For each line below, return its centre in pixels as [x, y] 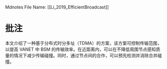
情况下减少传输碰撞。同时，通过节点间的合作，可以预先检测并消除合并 [85, 55]
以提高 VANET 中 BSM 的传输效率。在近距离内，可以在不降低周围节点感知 [81, 49]
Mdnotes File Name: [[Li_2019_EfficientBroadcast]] [57, 7]
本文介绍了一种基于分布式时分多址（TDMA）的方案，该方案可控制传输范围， [83, 43]
